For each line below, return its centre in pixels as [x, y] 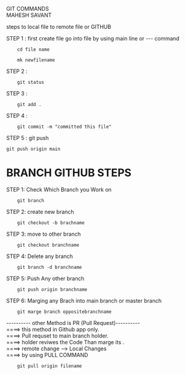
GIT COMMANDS [28, 9]
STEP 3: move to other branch [44, 234]
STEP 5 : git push [28, 138]
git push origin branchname [52, 289]
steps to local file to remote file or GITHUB [59, 27]
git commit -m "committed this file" [64, 127]
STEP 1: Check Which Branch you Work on [59, 189]
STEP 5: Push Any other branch [45, 278]
